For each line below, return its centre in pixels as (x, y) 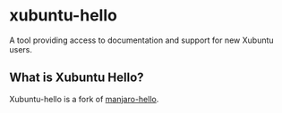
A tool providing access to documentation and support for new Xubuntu (142, 40)
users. (21, 49)
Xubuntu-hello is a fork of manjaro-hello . (84, 99)
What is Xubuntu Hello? (77, 78)
